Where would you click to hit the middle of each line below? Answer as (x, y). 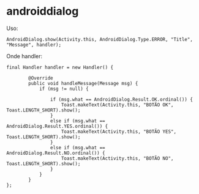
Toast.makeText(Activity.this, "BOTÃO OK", (117, 105)
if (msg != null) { (64, 89)
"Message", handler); (34, 45)
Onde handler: (24, 56)
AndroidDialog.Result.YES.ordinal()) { (57, 126)
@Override (41, 78)
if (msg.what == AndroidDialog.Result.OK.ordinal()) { (121, 99)
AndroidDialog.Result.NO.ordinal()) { (56, 153)
